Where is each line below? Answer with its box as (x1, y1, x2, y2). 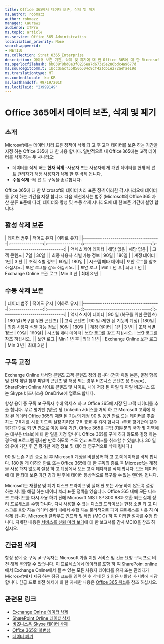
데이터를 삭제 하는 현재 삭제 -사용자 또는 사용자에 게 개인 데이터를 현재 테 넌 (12, 164, 156, 170)
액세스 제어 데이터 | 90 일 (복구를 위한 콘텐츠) (70, 311, 157, 318)
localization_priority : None (5, 39, 64, 44)
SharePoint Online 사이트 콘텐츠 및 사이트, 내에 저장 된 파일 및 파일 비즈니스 (5, 384, 150, 390)
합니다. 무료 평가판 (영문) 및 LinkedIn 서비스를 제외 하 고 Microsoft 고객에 (10, 406, 150, 412)
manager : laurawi (5, 21, 41, 26)
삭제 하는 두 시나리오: (14, 154, 55, 160)
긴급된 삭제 (5, 541, 37, 549)
